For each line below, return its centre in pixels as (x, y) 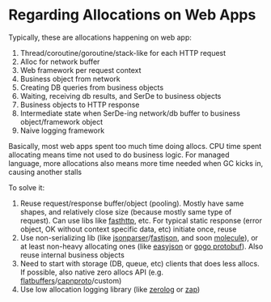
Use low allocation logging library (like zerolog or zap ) (110, 289)
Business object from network (70, 79)
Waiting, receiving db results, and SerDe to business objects (121, 96)
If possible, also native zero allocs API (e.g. (92, 272)
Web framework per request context (80, 70)
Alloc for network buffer (60, 62)
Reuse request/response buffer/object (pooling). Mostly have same (132, 203)
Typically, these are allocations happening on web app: (100, 37)
